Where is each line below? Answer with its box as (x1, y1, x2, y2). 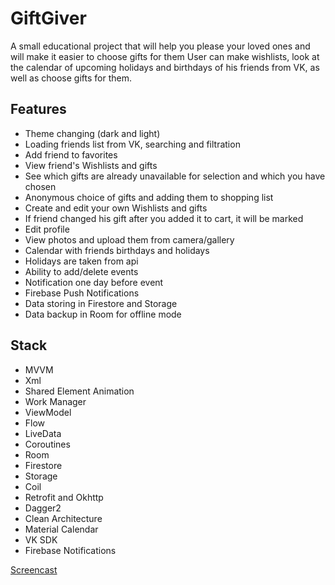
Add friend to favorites (24, 148, 118, 161)
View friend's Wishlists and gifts (24, 159, 158, 171)
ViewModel (24, 406, 72, 418)
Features (10, 101, 67, 118)
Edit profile (24, 223, 70, 235)
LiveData (24, 427, 62, 439)
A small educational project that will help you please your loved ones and (10, 40, 311, 52)
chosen (24, 180, 57, 192)
